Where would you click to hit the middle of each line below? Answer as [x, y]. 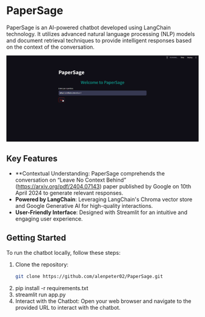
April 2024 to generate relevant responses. [69, 193]
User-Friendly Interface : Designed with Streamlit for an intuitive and [101, 212]
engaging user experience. [49, 219]
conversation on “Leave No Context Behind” [70, 180]
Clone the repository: [42, 264]
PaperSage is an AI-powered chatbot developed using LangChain [88, 27]
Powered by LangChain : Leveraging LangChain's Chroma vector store [104, 199]
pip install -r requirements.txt [52, 288]
